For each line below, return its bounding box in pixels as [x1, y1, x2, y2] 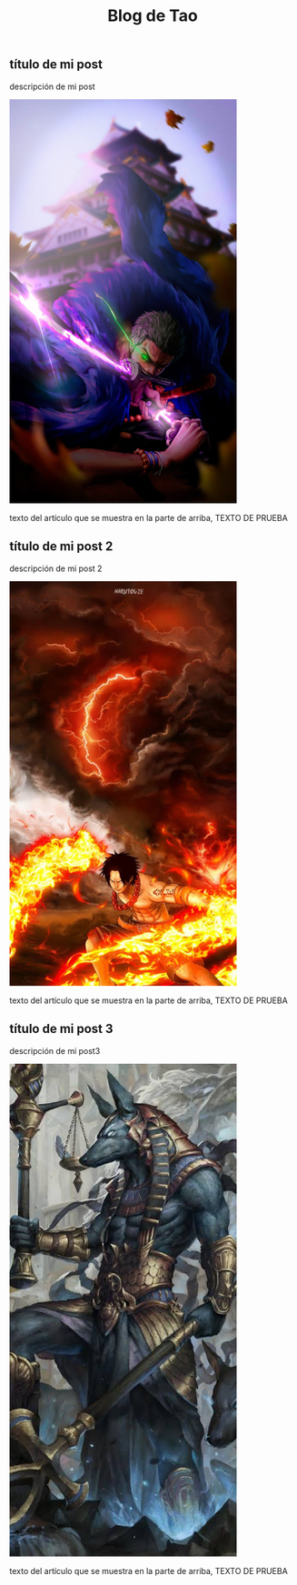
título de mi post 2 [9, 538, 114, 555]
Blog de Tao [107, 5, 198, 26]
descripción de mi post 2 [9, 563, 103, 574]
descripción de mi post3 [9, 1045, 101, 1056]
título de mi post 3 [9, 1021, 114, 1037]
